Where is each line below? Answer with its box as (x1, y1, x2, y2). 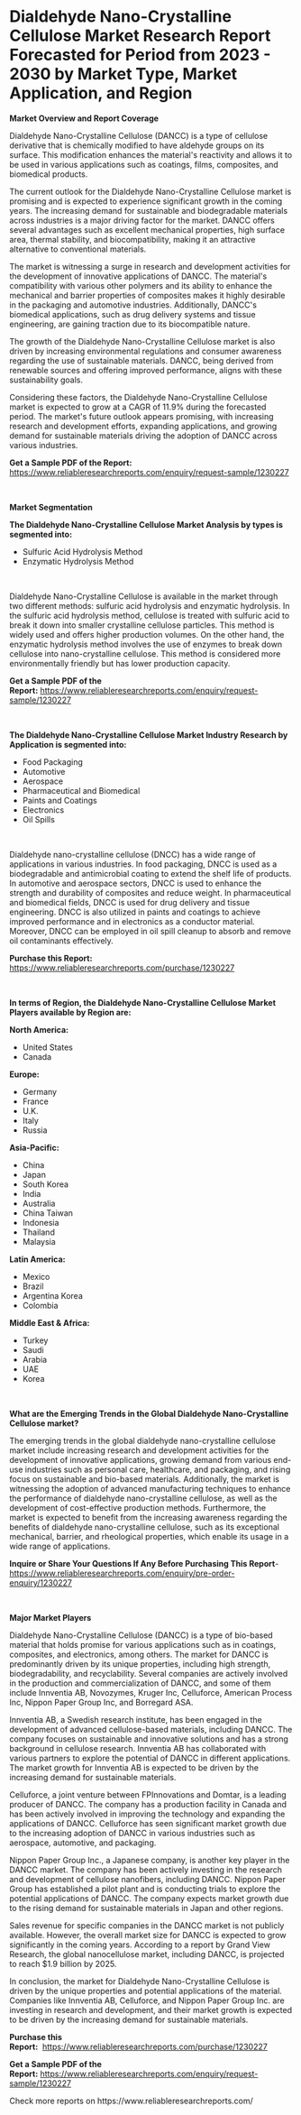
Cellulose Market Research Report (9, 25, 271, 46)
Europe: (9, 1069, 41, 1080)
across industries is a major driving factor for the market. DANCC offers (9, 215, 275, 225)
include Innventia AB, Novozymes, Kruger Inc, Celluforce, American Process (9, 1687, 293, 1697)
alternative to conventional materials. (9, 244, 147, 254)
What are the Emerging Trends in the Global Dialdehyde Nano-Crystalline (9, 1408, 289, 1419)
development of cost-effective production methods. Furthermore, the (9, 1502, 267, 1513)
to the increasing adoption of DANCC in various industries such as (9, 1827, 255, 1838)
